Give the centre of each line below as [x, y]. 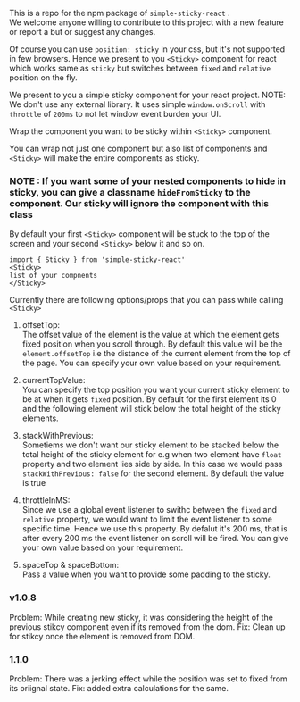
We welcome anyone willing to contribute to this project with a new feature [146, 22]
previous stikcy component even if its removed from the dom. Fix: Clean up [147, 627]
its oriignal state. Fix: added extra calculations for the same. [119, 688]
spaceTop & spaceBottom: [71, 565]
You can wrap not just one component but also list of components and [138, 148]
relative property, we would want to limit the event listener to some [147, 519]
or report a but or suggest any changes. [83, 32]
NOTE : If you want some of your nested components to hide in [147, 180]
